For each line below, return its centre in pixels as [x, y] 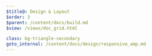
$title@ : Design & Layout [38, 11]
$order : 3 [18, 17]
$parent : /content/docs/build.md [47, 22]
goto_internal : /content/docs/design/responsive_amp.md [76, 44]
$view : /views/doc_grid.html [42, 28]
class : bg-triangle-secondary [43, 39]
